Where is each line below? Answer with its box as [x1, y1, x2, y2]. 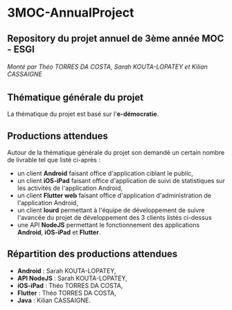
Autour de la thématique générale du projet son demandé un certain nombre [7, 148, 225, 157]
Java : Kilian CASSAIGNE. [17, 296, 91, 304]
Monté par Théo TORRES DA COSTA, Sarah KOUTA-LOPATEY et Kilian [7, 62, 208, 71]
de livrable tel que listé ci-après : [7, 156, 100, 164]
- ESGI [7, 43, 35, 55]
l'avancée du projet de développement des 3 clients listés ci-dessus [17, 214, 213, 222]
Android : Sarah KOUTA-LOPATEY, [17, 266, 116, 275]
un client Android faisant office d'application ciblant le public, [17, 169, 194, 178]
